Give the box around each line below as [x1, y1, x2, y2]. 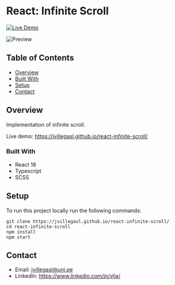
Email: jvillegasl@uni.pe [14, 266, 73, 273]
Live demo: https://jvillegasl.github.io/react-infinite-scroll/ [6, 133, 148, 140]
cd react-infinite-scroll [6, 223, 70, 229]
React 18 [14, 161, 36, 168]
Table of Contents [6, 53, 75, 63]
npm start [6, 234, 31, 240]
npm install [6, 229, 36, 235]
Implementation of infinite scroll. [6, 121, 85, 128]
